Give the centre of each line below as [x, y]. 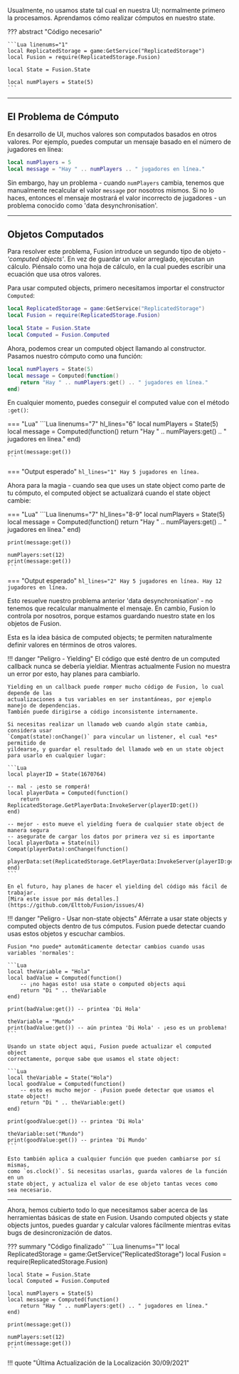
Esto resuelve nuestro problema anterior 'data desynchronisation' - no [110, 601]
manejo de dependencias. [44, 706]
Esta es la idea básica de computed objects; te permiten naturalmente [110, 637]
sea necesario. [30, 1190]
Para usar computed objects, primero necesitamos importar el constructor [116, 288]
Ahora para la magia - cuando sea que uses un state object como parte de [116, 486]
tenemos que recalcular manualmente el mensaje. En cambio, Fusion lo [111, 608]
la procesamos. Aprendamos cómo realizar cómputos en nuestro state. [111, 18]
